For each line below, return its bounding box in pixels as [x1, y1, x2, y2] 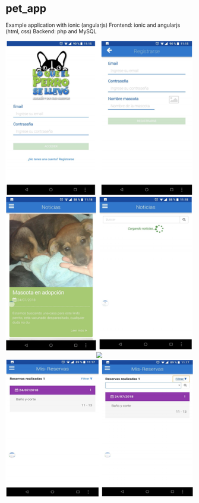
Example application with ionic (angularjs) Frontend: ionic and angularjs [5, 21, 181, 29]
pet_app [5, 2, 47, 15]
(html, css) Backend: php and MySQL [5, 27, 97, 34]
